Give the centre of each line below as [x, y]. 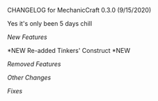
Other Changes [29, 77]
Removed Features [34, 64]
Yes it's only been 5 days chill [50, 23]
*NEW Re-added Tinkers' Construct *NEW [69, 50]
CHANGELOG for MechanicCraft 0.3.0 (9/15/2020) [79, 10]
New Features [27, 37]
